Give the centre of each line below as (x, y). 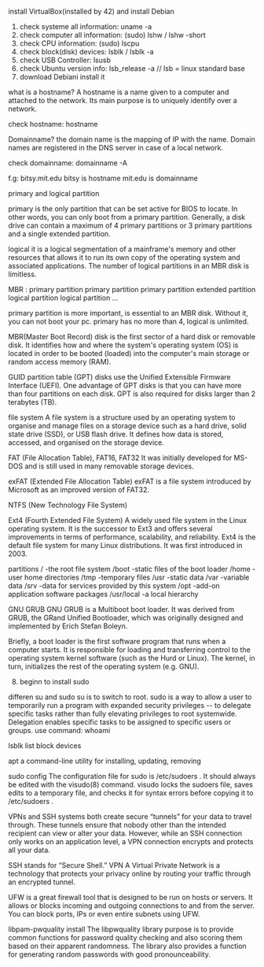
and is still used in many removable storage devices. (109, 466)
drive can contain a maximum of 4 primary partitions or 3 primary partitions (130, 225)
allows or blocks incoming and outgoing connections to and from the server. (132, 906)
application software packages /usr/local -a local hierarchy (103, 594)
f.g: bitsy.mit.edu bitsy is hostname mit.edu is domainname (103, 178)
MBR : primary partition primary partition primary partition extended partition (132, 289)
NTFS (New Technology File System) (68, 505)
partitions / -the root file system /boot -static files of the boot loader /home (130, 569)
